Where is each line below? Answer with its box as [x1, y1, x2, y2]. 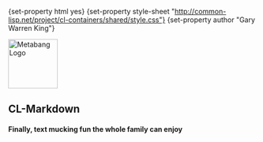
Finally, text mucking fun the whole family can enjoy [8, 124, 183, 133]
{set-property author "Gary [167, 15, 255, 24]
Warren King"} [8, 24, 55, 32]
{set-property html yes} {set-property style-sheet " [8, 7, 175, 16]
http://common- [175, 7, 227, 16]
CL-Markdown [8, 103, 81, 116]
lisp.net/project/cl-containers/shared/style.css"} [8, 15, 166, 24]
